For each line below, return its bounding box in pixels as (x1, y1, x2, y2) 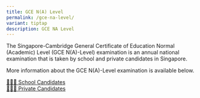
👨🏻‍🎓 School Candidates (6, 79, 65, 86)
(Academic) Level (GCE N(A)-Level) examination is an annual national (6, 49, 180, 56)
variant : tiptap (6, 20, 47, 26)
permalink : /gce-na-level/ (6, 15, 75, 21)
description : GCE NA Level (6, 25, 75, 32)
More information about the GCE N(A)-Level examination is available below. (6, 67, 195, 74)
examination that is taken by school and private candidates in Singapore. (6, 55, 188, 62)
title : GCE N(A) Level (6, 8, 64, 15)
